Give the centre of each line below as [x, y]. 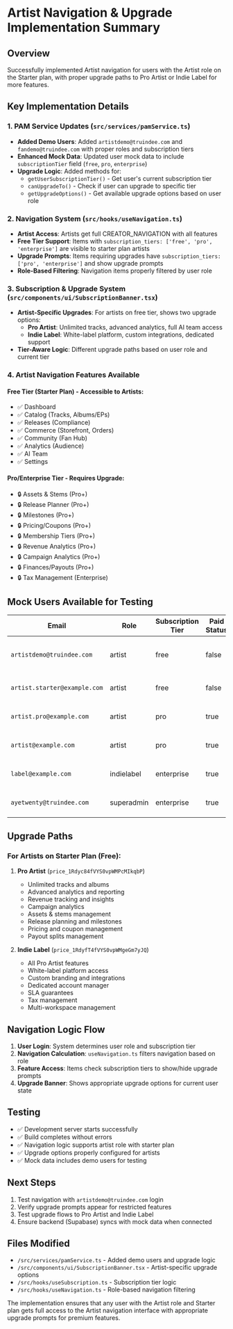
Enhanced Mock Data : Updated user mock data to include [101, 156]
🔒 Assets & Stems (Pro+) [52, 494]
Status [217, 630]
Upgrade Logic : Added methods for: [69, 171]
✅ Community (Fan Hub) [52, 438]
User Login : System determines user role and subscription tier [106, 1046]
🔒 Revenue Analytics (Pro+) [57, 546]
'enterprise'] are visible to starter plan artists [84, 248]
